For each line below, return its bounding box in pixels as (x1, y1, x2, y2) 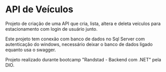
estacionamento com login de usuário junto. (5, 26, 98, 32)
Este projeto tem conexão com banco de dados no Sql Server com (5, 36, 145, 42)
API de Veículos (5, 4, 74, 15)
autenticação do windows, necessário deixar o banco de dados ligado (5, 41, 153, 47)
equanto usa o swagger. (5, 46, 56, 53)
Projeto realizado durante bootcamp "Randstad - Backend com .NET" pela (5, 56, 161, 62)
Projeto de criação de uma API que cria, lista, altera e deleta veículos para (5, 20, 161, 27)
